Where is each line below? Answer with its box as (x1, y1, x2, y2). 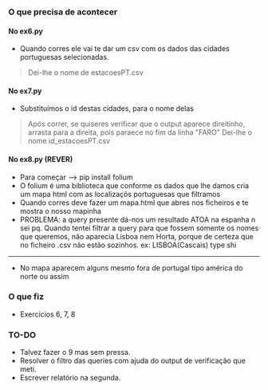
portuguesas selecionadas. (19, 53, 109, 62)
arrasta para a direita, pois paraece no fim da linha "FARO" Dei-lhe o (27, 128, 253, 137)
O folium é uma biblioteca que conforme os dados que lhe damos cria (19, 180, 250, 190)
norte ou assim (19, 271, 69, 281)
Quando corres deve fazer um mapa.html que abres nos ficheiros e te (19, 198, 249, 207)
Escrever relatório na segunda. (19, 373, 121, 383)
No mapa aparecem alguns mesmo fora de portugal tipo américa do (19, 262, 243, 273)
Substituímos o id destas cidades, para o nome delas (19, 104, 194, 113)
